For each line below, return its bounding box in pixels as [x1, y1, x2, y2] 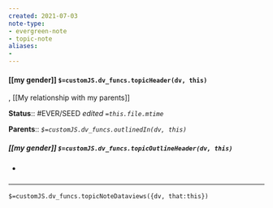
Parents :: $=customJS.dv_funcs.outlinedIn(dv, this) [8, 124, 187, 134]
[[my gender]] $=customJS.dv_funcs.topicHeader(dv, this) [8, 75, 208, 84]
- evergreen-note [8, 27, 67, 35]
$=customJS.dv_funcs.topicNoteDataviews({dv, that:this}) [8, 193, 209, 201]
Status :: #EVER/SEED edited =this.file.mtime [8, 109, 164, 119]
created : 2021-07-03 [8, 11, 79, 20]
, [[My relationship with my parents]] [8, 93, 130, 102]
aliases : [8, 42, 38, 50]
